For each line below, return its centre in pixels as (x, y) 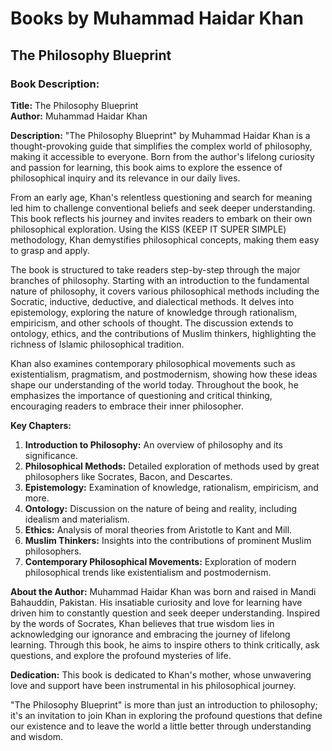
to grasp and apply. (50, 250)
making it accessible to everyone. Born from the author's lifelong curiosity (162, 156)
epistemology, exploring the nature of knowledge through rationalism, (154, 312)
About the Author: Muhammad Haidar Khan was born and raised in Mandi (163, 591)
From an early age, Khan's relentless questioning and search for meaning (161, 197)
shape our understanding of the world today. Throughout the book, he (154, 384)
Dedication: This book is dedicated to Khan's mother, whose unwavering (161, 674)
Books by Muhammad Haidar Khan (157, 18)
